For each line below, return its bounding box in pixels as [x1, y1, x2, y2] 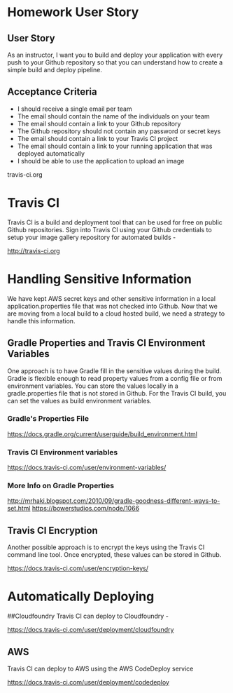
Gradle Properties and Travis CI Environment [7, 337, 206, 349]
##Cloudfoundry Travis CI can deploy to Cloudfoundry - [7, 612, 169, 621]
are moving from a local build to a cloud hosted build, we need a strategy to [7, 309, 225, 318]
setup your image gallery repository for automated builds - [7, 233, 176, 241]
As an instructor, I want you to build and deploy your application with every [7, 51, 223, 59]
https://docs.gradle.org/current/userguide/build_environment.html [7, 429, 198, 438]
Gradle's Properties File [7, 414, 90, 424]
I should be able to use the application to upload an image [17, 156, 185, 165]
